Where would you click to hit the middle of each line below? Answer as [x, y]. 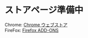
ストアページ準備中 [44, 10]
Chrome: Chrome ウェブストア [36, 25]
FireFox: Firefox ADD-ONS [32, 30]
